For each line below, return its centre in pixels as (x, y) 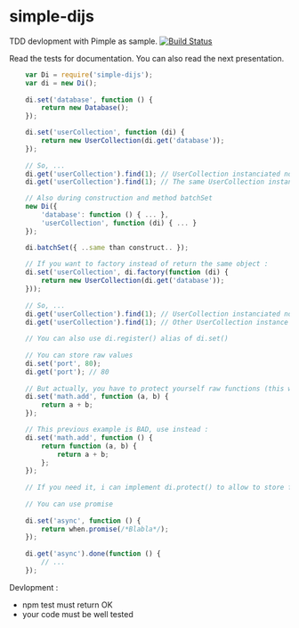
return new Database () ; (85, 108)
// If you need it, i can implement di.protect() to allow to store (155, 488)
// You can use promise (69, 504)
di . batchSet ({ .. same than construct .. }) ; (107, 247)
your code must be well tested (77, 614)
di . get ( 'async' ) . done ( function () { (93, 554)
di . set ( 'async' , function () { (83, 521)
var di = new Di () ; (61, 83)
